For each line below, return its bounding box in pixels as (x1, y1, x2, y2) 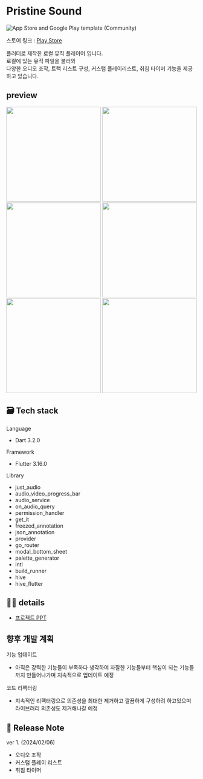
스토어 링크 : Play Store (6, 36, 62, 44)
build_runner (14, 567, 47, 574)
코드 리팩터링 (6, 685, 37, 692)
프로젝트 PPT (14, 614, 47, 622)
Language (6, 425, 31, 432)
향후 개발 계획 (6, 634, 54, 644)
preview (6, 90, 37, 101)
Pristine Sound (6, 4, 82, 18)
